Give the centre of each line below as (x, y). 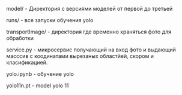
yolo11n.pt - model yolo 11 (38, 85)
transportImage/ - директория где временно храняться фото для (89, 32)
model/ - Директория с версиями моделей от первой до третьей (89, 9)
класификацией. (27, 62)
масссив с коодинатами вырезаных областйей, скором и (80, 56)
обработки (20, 38)
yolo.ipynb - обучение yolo (40, 74)
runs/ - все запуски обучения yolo (50, 20)
